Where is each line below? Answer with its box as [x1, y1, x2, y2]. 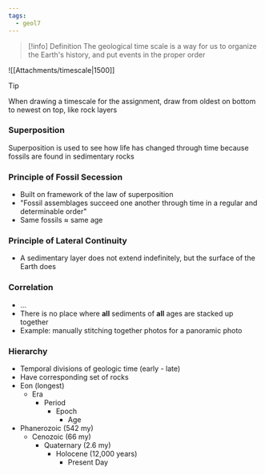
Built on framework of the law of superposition [19, 190, 174, 199]
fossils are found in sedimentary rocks [8, 151, 135, 161]
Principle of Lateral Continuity [8, 235, 128, 247]
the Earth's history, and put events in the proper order [27, 50, 206, 59]
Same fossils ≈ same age [19, 215, 103, 225]
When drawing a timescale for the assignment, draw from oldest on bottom [8, 96, 256, 106]
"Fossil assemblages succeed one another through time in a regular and [19, 198, 258, 208]
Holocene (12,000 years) [55, 449, 138, 458]
